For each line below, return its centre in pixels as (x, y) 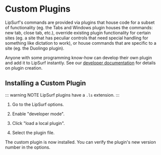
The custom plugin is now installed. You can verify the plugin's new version (80, 142)
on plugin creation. (24, 68)
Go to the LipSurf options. (38, 104)
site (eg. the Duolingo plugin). (35, 48)
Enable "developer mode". (38, 114)
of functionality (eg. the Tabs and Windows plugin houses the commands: (79, 27)
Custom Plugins (38, 9)
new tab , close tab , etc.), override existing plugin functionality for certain (78, 33)
